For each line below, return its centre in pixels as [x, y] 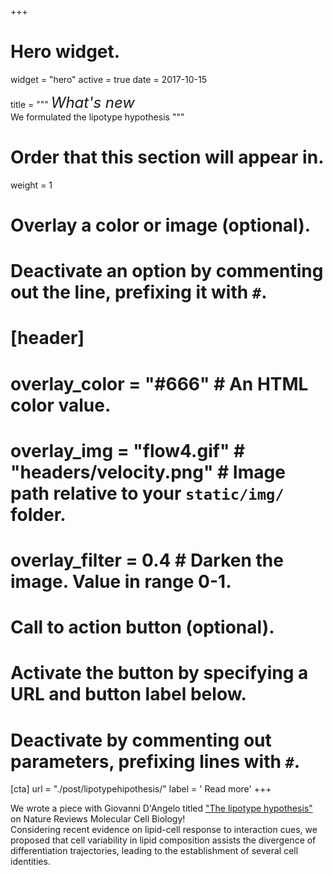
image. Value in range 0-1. [121, 582]
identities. [30, 862]
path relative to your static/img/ [147, 493]
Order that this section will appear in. [167, 157]
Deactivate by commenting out [141, 740]
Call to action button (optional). [142, 627]
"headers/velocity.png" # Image [148, 472]
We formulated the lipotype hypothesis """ [97, 117]
